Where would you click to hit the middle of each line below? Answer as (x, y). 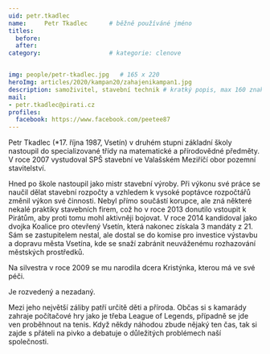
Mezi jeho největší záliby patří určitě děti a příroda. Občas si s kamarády (127, 307)
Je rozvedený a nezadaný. (52, 292)
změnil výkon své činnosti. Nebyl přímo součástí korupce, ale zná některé (130, 201)
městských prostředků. (46, 252)
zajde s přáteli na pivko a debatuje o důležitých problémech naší (115, 333)
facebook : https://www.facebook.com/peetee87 (93, 120)
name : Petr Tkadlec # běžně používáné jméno (100, 23)
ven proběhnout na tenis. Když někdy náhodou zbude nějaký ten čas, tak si (133, 325)
